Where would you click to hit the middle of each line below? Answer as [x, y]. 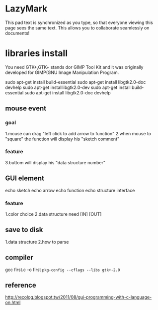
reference [21, 285]
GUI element [25, 178]
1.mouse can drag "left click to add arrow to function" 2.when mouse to [78, 133]
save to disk [24, 230]
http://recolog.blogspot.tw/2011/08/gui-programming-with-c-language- [79, 297]
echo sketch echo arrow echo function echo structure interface [70, 190]
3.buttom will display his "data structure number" [55, 162]
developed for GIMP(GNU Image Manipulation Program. [62, 72]
